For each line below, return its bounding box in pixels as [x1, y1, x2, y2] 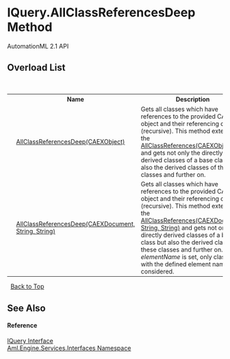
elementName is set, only [140, 252, 212, 261]
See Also [7, 302, 46, 314]
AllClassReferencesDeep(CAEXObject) [16, 138, 125, 145]
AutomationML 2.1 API [7, 42, 69, 50]
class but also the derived [140, 238, 214, 246]
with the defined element [140, 260, 211, 268]
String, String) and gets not [140, 223, 217, 232]
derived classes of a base [140, 156, 214, 164]
